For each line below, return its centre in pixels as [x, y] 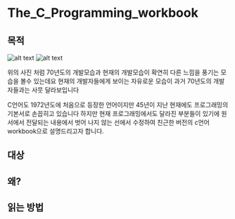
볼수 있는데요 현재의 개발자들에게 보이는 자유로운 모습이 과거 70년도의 [116, 81]
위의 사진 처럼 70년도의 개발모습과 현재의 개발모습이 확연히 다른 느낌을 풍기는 [113, 72]
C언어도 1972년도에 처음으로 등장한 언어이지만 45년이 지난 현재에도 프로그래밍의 [118, 105]
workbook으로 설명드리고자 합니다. [56, 131]
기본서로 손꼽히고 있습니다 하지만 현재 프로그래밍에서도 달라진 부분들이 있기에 [114, 113]
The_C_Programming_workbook [103, 13]
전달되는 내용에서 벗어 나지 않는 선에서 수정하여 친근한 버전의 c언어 [118, 122]
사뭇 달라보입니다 [55, 90]
